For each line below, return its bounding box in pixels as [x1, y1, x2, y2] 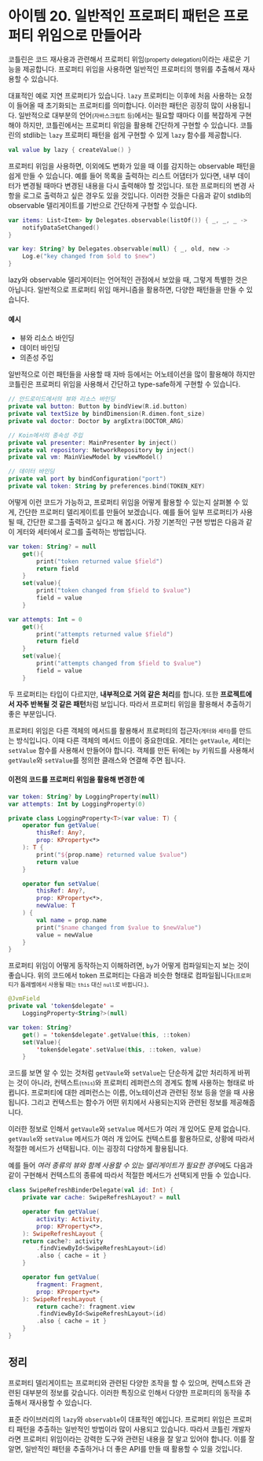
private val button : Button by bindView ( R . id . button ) [8, 402, 188, 410]
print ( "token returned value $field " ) [36, 557, 163, 565]
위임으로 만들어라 [36, 27, 141, 45]
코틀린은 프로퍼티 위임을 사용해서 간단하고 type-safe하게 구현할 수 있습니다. [8, 380, 241, 389]
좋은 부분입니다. [8, 709, 57, 718]
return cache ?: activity [22, 1237, 104, 1245]
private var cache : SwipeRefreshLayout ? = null [22, 1194, 181, 1202]
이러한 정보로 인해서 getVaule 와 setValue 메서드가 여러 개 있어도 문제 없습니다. [8, 1124, 250, 1134]
